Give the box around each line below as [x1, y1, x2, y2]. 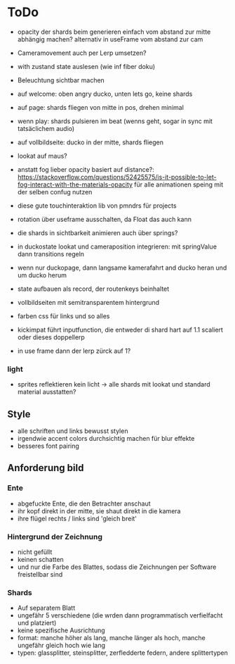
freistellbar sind [17, 570, 63, 579]
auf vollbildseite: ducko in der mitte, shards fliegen [17, 138, 163, 146]
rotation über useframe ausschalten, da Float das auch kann [17, 215, 192, 223]
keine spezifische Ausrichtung [17, 626, 105, 634]
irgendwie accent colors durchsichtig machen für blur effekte [17, 434, 195, 443]
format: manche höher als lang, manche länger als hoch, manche [17, 634, 206, 642]
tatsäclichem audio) [17, 124, 75, 132]
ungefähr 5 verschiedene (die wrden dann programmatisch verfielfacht [17, 611, 223, 620]
